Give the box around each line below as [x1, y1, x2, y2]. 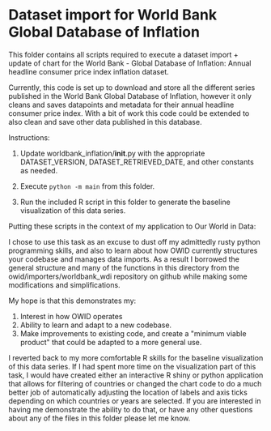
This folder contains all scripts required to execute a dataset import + [8, 49, 239, 59]
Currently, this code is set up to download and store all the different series [8, 83, 256, 92]
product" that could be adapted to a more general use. [19, 337, 202, 347]
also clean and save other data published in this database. [8, 117, 202, 126]
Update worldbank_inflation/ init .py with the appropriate [19, 148, 205, 158]
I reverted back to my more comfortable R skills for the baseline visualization [8, 352, 264, 362]
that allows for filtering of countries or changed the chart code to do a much [8, 378, 262, 388]
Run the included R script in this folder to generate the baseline [19, 197, 231, 207]
